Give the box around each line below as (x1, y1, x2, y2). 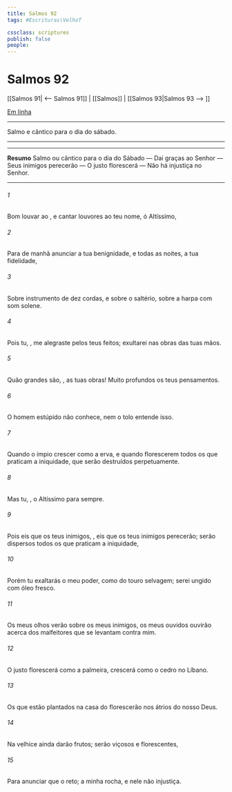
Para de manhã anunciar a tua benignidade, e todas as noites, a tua (7, 249, 199, 258)
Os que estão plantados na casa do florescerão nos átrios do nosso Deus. (7, 702, 218, 711)
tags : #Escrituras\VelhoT (7, 17, 81, 23)
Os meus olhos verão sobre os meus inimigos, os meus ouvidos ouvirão (7, 621, 212, 629)
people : (7, 42, 30, 49)
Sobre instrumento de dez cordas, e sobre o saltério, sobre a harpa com (7, 294, 213, 302)
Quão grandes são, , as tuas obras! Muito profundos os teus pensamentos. (7, 376, 220, 384)
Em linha (7, 108, 32, 116)
